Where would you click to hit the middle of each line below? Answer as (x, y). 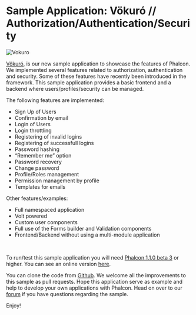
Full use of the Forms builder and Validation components (83, 228)
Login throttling (33, 130)
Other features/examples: (37, 198)
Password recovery (38, 162)
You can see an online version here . (67, 264)
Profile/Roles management (47, 174)
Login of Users (33, 124)
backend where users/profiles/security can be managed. (75, 88)
